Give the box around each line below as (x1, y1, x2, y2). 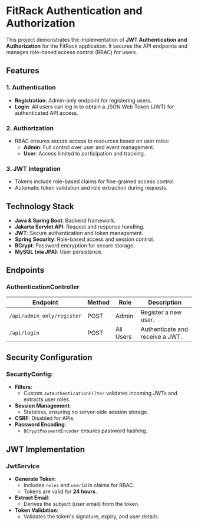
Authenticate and (140, 325, 189, 333)
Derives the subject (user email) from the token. (23, 501, 140, 508)
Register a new (140, 308, 182, 316)
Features (6, 66, 39, 76)
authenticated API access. (14, 109, 78, 116)
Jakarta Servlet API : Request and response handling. (14, 223, 145, 230)
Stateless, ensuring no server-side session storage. (23, 408, 149, 416)
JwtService (6, 462, 40, 470)
